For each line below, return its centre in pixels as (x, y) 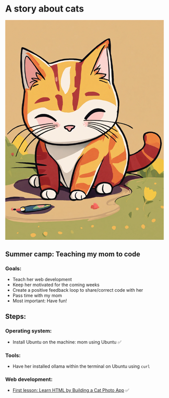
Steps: (16, 317)
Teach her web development (42, 279)
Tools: (13, 355)
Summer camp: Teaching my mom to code (73, 254)
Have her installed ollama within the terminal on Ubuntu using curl (81, 366)
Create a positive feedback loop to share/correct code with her (78, 290)
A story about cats (45, 9)
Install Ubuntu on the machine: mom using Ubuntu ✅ (67, 342)
